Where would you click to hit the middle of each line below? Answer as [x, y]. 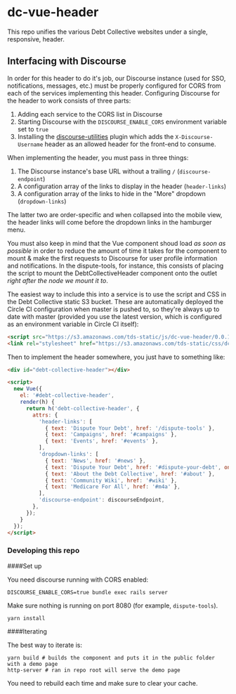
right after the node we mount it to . [58, 280]
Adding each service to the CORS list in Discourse [90, 114]
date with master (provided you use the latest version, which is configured [115, 316]
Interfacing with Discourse [67, 61]
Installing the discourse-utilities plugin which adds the [96, 136]
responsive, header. [36, 39]
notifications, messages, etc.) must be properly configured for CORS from [114, 86]
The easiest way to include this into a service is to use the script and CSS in [117, 294]
